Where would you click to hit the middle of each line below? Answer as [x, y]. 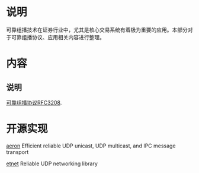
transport [17, 152]
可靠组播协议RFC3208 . [34, 102]
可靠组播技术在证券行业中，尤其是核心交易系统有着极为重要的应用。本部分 [97, 30]
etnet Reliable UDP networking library [52, 163]
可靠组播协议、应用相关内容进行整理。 [58, 37]
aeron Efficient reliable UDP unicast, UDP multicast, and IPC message [91, 146]
